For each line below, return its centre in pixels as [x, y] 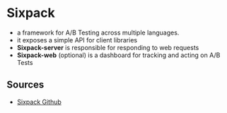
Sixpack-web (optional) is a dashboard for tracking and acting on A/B [118, 55]
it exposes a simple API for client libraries [77, 40]
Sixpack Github [39, 102]
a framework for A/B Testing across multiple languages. [98, 32]
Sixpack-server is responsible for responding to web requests [108, 47]
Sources [25, 85]
